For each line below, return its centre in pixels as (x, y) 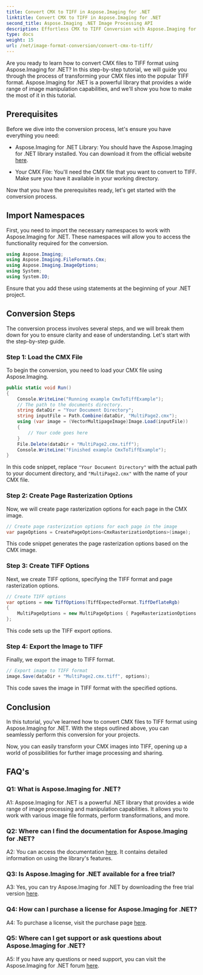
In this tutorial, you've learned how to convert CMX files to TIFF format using (102, 721)
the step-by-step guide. (36, 341)
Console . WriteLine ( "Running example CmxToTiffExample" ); (91, 399)
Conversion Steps (41, 314)
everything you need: (33, 135)
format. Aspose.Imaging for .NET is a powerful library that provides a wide (99, 82)
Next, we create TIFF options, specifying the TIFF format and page (89, 579)
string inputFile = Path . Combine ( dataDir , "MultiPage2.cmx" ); (97, 416)
